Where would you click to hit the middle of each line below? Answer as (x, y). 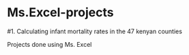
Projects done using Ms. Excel (49, 44)
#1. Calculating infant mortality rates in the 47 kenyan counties (95, 31)
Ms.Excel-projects (60, 13)
